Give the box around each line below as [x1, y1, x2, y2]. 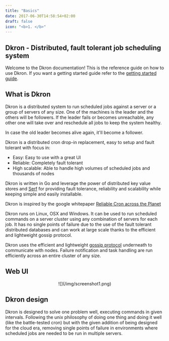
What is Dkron [5, 90, 51, 99]
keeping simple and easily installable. [5, 191, 83, 197]
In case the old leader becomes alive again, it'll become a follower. [5, 129, 144, 135]
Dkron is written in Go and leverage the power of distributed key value [5, 180, 151, 186]
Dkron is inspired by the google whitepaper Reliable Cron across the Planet [5, 201, 161, 207]
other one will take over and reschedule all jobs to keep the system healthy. [5, 119, 162, 126]
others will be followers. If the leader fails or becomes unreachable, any [5, 114, 154, 120]
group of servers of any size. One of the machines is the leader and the [5, 109, 154, 115]
